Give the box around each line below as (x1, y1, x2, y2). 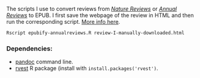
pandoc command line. (15, 58, 73, 66)
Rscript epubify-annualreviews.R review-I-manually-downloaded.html (6, 30, 185, 36)
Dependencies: (6, 44, 53, 52)
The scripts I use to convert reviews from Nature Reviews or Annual (6, 5, 177, 12)
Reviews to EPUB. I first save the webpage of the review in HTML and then (6, 12, 194, 19)
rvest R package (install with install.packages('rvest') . (15, 65, 158, 72)
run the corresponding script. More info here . (6, 18, 120, 25)
